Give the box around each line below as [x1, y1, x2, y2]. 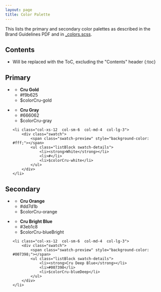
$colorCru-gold [19, 97, 52, 103]
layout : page [5, 7, 32, 13]
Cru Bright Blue [19, 218, 52, 224]
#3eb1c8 [19, 223, 38, 229]
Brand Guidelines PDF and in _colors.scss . [5, 31, 92, 37]
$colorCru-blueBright [19, 229, 64, 235]
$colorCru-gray [19, 118, 52, 124]
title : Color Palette [5, 12, 50, 17]
